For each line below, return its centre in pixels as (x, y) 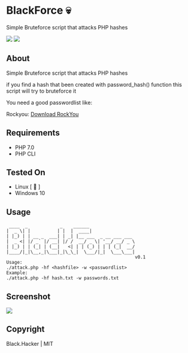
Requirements (33, 133)
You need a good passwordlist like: (49, 102)
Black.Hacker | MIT (30, 343)
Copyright (25, 329)
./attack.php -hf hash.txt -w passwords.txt (63, 278)
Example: (17, 273)
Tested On (26, 172)
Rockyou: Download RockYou (43, 114)
